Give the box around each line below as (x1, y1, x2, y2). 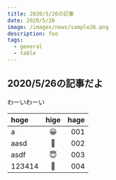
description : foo (7, 30, 59, 37)
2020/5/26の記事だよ (7, 78, 104, 90)
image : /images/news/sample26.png (7, 23, 110, 30)
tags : (7, 37, 23, 44)
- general (13, 43, 42, 50)
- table (13, 50, 37, 57)
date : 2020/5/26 (7, 17, 55, 24)
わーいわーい (7, 97, 45, 106)
